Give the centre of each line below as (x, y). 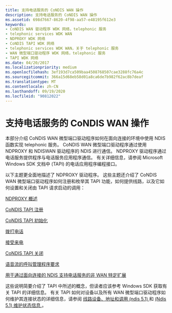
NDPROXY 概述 (21, 199)
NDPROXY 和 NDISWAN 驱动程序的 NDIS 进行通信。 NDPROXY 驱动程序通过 (86, 151)
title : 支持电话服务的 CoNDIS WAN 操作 (44, 10)
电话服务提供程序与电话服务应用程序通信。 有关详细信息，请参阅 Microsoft (84, 158)
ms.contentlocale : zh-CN (32, 86)
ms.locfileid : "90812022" (33, 96)
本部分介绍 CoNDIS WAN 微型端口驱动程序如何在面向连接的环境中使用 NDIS (85, 138)
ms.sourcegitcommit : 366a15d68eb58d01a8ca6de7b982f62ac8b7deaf (74, 77)
